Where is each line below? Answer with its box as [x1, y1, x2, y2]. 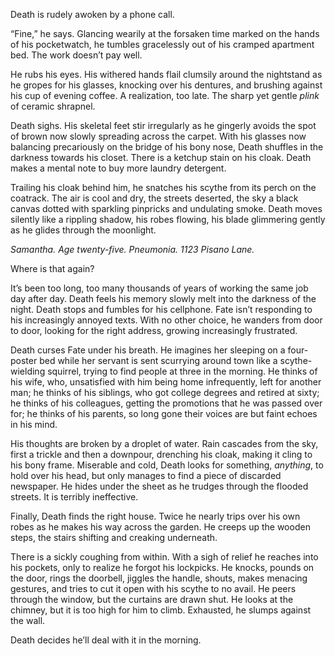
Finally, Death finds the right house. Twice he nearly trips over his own [10, 510, 301, 522]
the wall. [10, 615, 46, 626]
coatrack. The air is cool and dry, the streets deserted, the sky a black [10, 192, 299, 204]
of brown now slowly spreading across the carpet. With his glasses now [10, 130, 307, 142]
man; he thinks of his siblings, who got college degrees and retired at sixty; [10, 387, 320, 398]
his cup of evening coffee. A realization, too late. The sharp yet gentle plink [10, 90, 320, 101]
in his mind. [10, 419, 58, 430]
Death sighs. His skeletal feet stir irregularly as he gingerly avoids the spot [10, 120, 317, 131]
